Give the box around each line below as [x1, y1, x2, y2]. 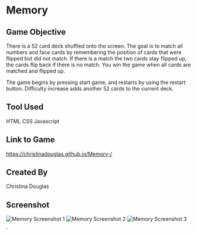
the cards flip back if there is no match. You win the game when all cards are [6, 61, 191, 68]
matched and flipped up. [6, 68, 66, 74]
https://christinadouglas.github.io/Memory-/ [6, 150, 113, 157]
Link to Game [6, 135, 55, 145]
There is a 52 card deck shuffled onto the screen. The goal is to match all [6, 42, 183, 49]
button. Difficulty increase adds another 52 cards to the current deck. [6, 85, 174, 92]
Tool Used [6, 102, 44, 112]
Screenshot [6, 200, 50, 210]
